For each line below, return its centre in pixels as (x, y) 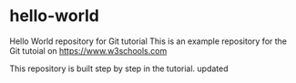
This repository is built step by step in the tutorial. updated (119, 68)
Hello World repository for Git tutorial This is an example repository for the (148, 41)
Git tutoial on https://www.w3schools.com (88, 50)
